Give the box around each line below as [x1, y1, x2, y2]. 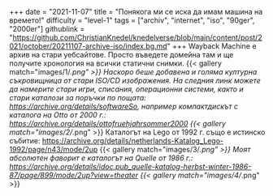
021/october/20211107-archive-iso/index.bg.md [9, 41, 167, 51]
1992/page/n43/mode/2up [9, 145, 98, 154]
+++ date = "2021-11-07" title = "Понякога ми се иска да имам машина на [9, 7, 263, 16]
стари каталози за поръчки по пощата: [9, 93, 147, 102]
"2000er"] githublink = [9, 24, 85, 33]
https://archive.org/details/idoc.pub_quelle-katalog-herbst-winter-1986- [9, 162, 252, 171]
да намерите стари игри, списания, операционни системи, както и [9, 84, 244, 94]
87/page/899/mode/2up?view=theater [9, 170, 139, 180]
